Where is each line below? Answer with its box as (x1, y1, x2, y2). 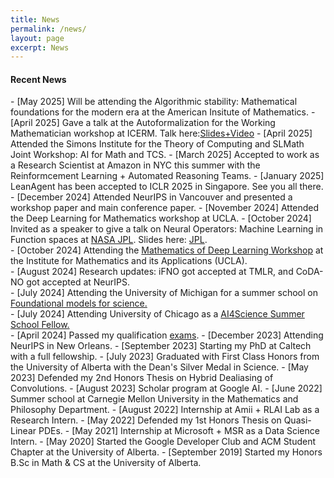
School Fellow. (10, 319, 70, 331)
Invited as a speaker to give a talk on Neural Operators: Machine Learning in (10, 223, 324, 235)
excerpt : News (10, 42, 70, 53)
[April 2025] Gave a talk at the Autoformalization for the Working (10, 117, 276, 129)
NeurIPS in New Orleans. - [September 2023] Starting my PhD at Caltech (10, 340, 312, 352)
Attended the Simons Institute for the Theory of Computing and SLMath (10, 138, 305, 150)
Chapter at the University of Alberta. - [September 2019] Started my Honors (10, 446, 323, 458)
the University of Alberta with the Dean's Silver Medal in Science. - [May (10, 361, 309, 373)
